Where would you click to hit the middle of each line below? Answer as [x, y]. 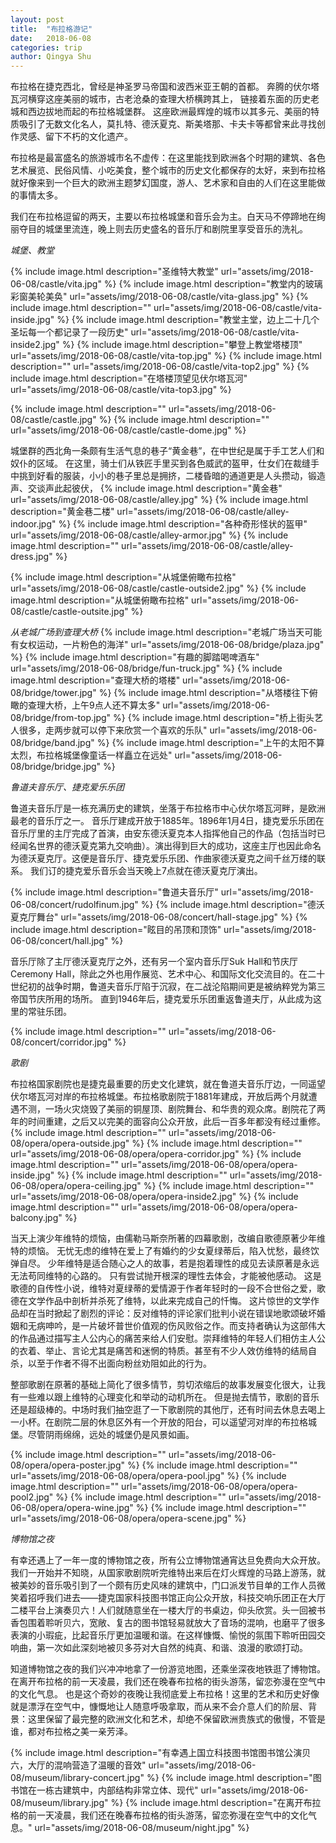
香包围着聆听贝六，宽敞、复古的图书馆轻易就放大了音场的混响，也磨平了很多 [168, 1623]
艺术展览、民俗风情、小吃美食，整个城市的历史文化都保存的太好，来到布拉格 [168, 170]
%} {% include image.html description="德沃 [232, 905]
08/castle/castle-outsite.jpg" [69, 612]
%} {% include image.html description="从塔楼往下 [204, 693]
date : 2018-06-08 [51, 38]
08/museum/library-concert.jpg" [77, 1778]
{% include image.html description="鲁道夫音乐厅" [114, 892]
